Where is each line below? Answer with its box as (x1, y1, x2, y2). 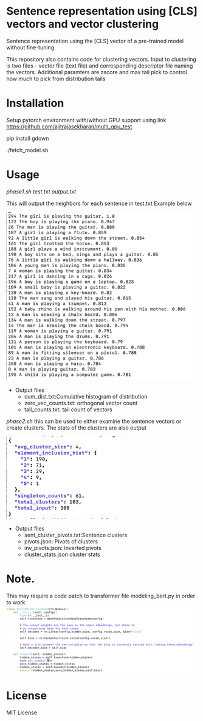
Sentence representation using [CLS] (6, 4, 198, 18)
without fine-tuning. (6, 44, 56, 51)
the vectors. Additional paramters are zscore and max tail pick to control (6, 68, 187, 75)
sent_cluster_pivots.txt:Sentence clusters (24, 531, 128, 538)
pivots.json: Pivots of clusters (24, 537, 98, 545)
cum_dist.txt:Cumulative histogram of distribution (24, 392, 148, 400)
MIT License (6, 709, 38, 716)
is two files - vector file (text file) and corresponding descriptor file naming (6, 62, 193, 69)
